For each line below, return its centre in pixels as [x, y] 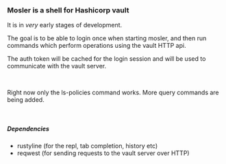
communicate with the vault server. [57, 66]
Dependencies [28, 128]
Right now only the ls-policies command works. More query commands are [113, 93]
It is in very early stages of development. [65, 25]
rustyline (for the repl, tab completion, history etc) [87, 146]
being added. [26, 100]
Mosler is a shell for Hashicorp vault [68, 10]
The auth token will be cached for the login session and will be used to [106, 59]
